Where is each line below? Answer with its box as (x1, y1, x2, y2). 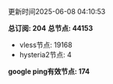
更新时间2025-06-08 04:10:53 (8, 7, 106, 16)
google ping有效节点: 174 (8, 67, 90, 76)
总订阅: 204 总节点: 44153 (8, 24, 94, 33)
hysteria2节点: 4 (19, 50, 72, 59)
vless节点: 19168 (19, 40, 72, 49)
